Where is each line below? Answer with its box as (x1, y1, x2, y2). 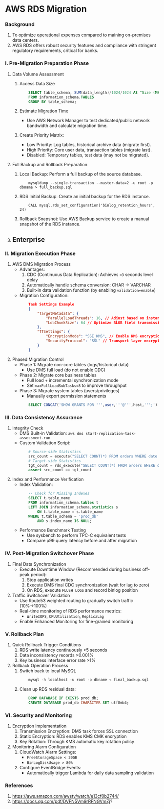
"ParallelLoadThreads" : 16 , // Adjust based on (45, 315, 144, 321)
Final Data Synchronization (12, 561, 67, 567)
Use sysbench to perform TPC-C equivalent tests (26, 532, 126, 538)
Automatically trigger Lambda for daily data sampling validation (26, 770, 154, 776)
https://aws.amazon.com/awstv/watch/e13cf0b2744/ (12, 793, 119, 799)
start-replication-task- (85, 431, 136, 436)
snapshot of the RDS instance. (19, 221, 81, 227)
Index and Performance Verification (12, 477, 84, 482)
